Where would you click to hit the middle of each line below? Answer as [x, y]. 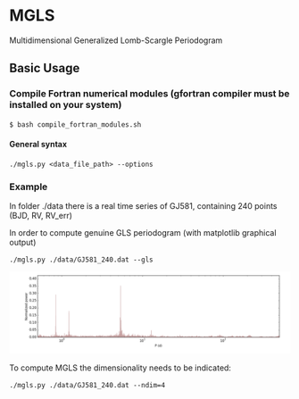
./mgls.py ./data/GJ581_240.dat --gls [81, 260]
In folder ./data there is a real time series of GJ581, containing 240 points [143, 206]
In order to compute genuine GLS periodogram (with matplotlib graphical [143, 233]
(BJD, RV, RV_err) [41, 216]
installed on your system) [66, 105]
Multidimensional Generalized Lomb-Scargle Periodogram [116, 40]
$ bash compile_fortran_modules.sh [75, 125]
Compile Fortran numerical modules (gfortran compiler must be [149, 94]
